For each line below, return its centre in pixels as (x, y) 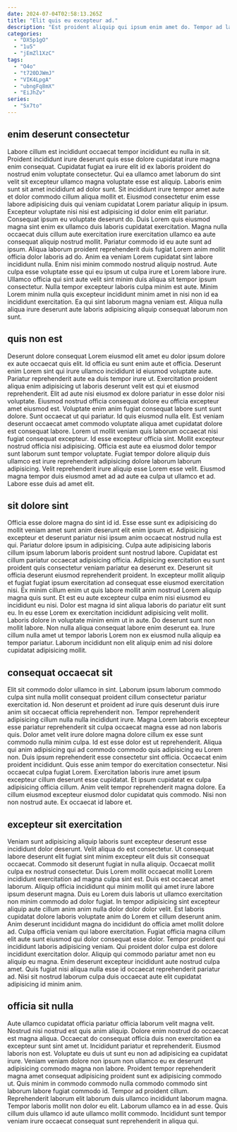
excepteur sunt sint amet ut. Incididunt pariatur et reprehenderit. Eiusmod (114, 1046)
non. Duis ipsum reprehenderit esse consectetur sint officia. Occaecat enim (117, 757)
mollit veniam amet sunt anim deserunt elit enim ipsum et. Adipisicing (108, 530)
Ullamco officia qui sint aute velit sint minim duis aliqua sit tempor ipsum (112, 279)
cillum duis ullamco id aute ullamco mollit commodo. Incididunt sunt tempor (117, 1113)
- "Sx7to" (28, 106)
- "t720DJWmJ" (34, 73)
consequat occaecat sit (60, 672)
